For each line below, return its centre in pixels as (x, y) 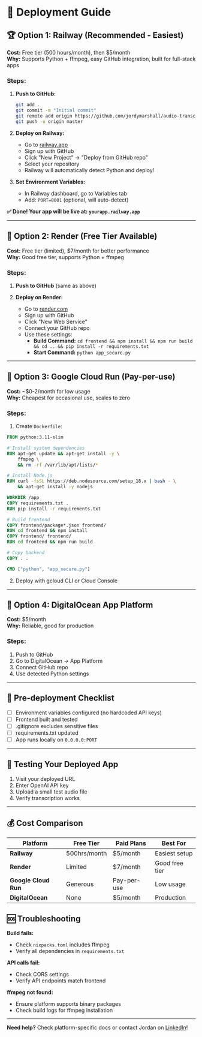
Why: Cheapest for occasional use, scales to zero (69, 398)
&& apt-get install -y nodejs (55, 487)
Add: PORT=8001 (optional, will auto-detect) (76, 200)
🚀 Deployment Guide (59, 12)
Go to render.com (46, 309)
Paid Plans (131, 843)
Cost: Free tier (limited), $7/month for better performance (78, 251)
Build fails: (20, 933)
